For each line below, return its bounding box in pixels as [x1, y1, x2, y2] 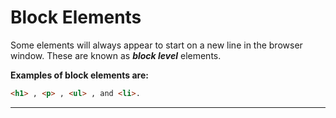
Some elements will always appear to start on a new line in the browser [10, 39, 303, 51]
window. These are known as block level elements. [10, 49, 222, 61]
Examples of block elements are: [10, 69, 149, 81]
